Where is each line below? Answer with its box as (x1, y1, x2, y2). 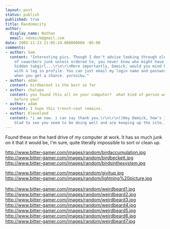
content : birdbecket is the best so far (10, 82, 96, 87)
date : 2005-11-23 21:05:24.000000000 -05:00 (5, 40, 101, 45)
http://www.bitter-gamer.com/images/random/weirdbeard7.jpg (5, 218, 136, 224)
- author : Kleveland (5, 111, 49, 116)
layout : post (5, 7, 33, 13)
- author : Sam (5, 50, 35, 55)
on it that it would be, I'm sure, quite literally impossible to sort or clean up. (5, 140, 161, 146)
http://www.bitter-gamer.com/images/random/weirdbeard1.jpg (5, 186, 136, 192)
